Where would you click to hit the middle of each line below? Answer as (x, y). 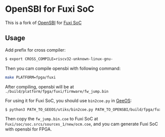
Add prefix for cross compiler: (35, 50)
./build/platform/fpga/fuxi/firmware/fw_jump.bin (57, 91)
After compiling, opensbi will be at (40, 86)
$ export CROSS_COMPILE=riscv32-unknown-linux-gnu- (59, 59)
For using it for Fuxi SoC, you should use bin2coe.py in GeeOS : (68, 100)
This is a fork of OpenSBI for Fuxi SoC (43, 23)
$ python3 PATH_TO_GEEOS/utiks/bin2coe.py (49, 110)
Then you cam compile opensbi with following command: (63, 68)
